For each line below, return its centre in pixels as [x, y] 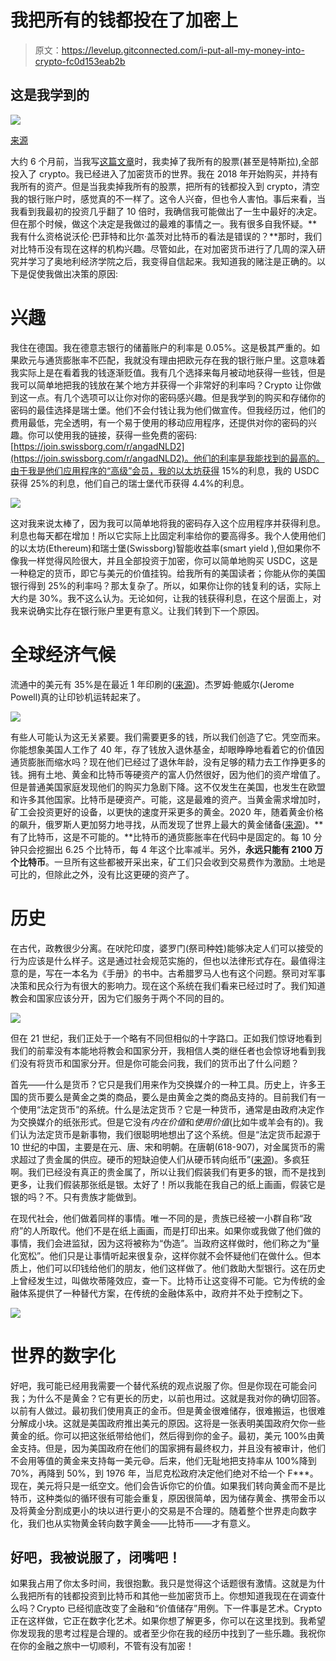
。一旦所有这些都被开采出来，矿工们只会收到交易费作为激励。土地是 [185, 862]
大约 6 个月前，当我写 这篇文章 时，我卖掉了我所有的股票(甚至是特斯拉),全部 [164, 161]
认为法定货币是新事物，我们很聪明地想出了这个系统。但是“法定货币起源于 [170, 1134]
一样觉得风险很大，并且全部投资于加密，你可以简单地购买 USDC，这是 [172, 560]
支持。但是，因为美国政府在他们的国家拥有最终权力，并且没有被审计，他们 [172, 1448]
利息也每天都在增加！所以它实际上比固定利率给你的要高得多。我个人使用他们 [168, 535]
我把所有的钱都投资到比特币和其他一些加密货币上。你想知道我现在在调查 [167, 1596]
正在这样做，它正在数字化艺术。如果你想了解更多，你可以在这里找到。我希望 [168, 1621]
